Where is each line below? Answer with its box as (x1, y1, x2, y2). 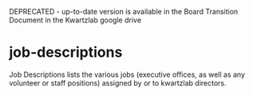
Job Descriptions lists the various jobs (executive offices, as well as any (9, 70, 246, 79)
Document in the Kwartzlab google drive (9, 15, 142, 25)
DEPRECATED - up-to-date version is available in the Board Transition (9, 7, 239, 16)
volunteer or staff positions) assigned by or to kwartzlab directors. (9, 78, 227, 87)
